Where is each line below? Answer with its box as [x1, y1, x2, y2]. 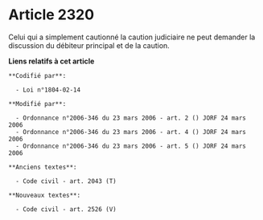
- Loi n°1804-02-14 [15, 86, 81, 94]
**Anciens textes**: [8, 163, 78, 171]
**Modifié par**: [8, 100, 67, 108]
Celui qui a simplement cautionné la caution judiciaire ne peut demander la [8, 32, 256, 42]
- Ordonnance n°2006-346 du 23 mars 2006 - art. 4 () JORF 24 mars [15, 128, 247, 136]
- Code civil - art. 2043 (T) [15, 177, 117, 185]
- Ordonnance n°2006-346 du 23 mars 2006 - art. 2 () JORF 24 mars [15, 114, 247, 122]
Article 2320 [8, 6, 95, 24]
